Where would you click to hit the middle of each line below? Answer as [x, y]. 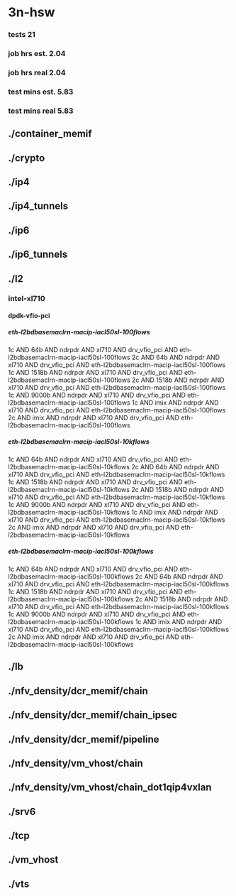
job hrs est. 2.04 [37, 54]
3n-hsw [32, 12]
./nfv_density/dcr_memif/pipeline [84, 739]
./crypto [27, 158]
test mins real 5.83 [41, 111]
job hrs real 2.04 [37, 72]
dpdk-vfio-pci [29, 316]
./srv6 [22, 811]
